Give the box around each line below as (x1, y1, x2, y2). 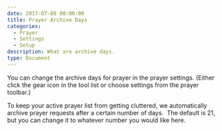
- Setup (13, 42, 36, 49)
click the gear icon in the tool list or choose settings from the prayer (7, 80, 199, 89)
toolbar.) (7, 88, 31, 96)
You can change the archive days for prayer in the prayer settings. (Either (7, 73, 215, 82)
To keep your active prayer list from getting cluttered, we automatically (7, 101, 208, 110)
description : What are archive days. (7, 49, 115, 56)
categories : (7, 23, 41, 29)
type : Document (7, 55, 51, 62)
